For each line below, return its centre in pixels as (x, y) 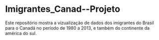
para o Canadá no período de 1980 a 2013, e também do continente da (78, 28)
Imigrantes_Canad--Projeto (63, 9)
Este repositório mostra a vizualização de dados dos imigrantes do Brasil (79, 23)
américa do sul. (21, 33)
